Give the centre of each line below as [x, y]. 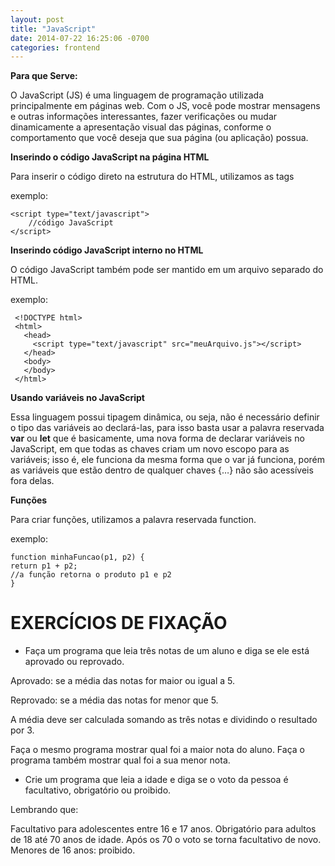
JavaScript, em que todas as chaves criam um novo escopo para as [150, 449]
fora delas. [32, 481]
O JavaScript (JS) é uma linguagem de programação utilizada [137, 95]
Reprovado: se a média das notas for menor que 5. [114, 700]
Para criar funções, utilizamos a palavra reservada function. [133, 520]
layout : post [37, 19]
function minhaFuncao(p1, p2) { [77, 557]
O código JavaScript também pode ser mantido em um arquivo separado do [167, 270]
